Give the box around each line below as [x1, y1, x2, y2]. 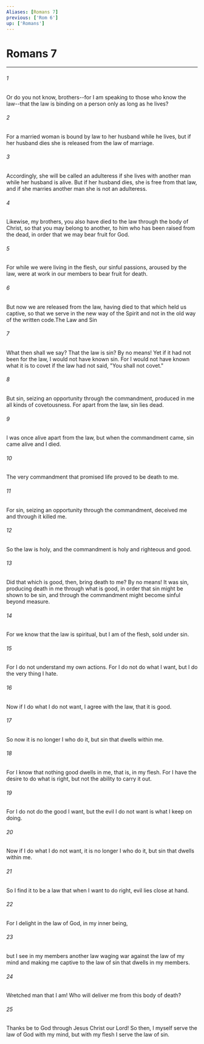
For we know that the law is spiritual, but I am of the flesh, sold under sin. [6, 631, 189, 638]
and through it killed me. [6, 513, 67, 520]
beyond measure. [6, 598, 50, 605]
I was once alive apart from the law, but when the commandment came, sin [6, 434, 194, 442]
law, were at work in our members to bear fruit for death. [6, 270, 148, 277]
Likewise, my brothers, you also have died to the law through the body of [6, 218, 189, 226]
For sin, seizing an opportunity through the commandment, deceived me [6, 506, 188, 513]
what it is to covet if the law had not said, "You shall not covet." [6, 362, 164, 369]
